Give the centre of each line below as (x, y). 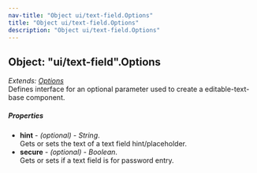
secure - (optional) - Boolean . (69, 152)
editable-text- (227, 89)
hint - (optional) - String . (60, 135)
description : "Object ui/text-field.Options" (84, 30)
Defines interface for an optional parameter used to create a (106, 89)
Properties (26, 116)
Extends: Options (36, 81)
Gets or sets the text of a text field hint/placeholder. (103, 144)
